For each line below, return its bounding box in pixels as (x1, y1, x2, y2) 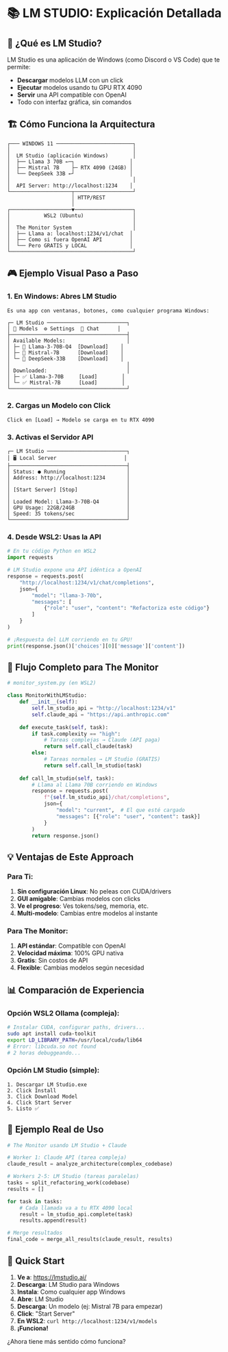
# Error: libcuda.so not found (7, 1043, 97, 1050)
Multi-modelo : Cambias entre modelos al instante (16, 909, 158, 918)
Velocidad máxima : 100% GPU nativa (16, 949, 124, 957)
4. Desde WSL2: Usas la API (7, 532, 101, 542)
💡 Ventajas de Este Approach (7, 851, 134, 863)
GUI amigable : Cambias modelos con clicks (16, 895, 140, 903)
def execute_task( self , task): (19, 724, 109, 730)
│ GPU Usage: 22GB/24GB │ (7, 504, 130, 511)
